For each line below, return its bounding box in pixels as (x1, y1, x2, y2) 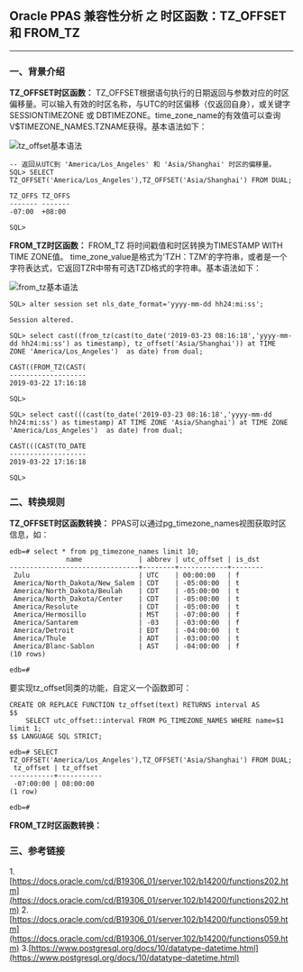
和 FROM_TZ (9, 25, 80, 41)
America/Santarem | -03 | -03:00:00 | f (13, 619, 241, 628)
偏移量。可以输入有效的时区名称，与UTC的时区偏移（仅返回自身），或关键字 (9, 98, 291, 110)
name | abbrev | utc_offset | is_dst (66, 555, 260, 564)
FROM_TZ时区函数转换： (9, 820, 103, 831)
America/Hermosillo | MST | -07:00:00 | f (13, 610, 241, 619)
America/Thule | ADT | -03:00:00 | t (13, 634, 241, 643)
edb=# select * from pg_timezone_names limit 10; (9, 547, 200, 556)
